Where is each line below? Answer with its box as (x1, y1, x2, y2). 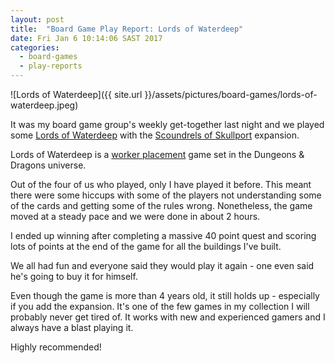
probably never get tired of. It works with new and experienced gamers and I (10, 311, 326, 323)
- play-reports (19, 61, 83, 71)
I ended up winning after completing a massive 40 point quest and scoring (10, 230, 317, 241)
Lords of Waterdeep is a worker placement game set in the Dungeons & (10, 149, 305, 160)
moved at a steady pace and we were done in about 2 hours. (10, 211, 261, 222)
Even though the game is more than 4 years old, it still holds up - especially (10, 290, 320, 301)
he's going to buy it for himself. (10, 271, 138, 282)
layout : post (10, 14, 65, 25)
